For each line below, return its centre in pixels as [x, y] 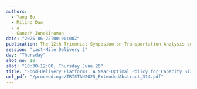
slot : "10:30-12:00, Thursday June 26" [55, 66]
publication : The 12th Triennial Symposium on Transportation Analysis [95, 44]
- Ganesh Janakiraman [38, 33]
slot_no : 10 [21, 60]
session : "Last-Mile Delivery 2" [47, 50]
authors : [17, 11]
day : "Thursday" [26, 55]
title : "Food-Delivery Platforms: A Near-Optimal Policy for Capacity [94, 71]
